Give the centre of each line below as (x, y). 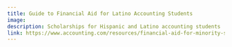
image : (17, 20)
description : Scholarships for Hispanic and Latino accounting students (114, 26)
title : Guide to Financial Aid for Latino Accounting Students (100, 13)
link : (15, 33)
